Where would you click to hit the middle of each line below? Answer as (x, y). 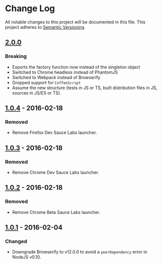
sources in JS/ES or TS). (37, 93)
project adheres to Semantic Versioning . (45, 27)
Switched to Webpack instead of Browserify (56, 77)
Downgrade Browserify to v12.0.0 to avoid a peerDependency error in (80, 252)
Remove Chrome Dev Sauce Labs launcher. (55, 172)
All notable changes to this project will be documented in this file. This (75, 22)
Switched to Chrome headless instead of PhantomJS (65, 72)
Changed (16, 241)
